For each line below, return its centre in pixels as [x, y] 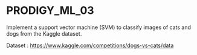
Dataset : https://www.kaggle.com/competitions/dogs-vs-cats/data [90, 45]
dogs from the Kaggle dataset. [44, 33]
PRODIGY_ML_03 [50, 11]
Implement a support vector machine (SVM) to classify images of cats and [99, 27]
